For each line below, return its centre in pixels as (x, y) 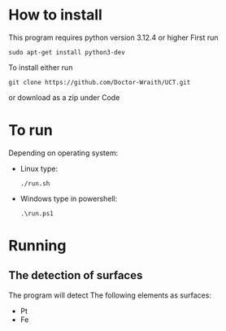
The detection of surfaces (76, 275)
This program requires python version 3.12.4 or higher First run (113, 37)
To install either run (41, 68)
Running (37, 246)
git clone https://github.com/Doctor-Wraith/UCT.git (100, 82)
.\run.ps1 (37, 213)
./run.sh (35, 183)
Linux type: (39, 168)
